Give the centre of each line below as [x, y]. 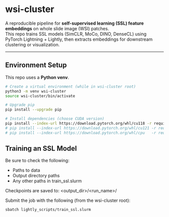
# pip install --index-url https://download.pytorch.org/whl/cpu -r [81, 133]
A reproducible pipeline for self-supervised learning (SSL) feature [75, 23]
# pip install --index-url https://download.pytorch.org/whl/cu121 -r [81, 128]
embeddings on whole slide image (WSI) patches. [57, 28]
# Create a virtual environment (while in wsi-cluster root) [71, 87]
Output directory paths [36, 176]
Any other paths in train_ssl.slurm [47, 181]
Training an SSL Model [41, 149]
